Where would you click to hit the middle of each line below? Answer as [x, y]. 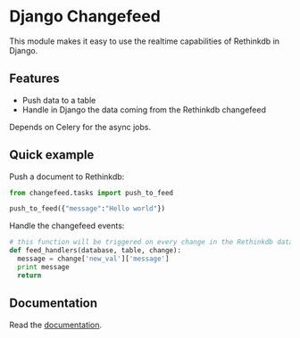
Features [34, 79]
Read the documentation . [56, 325]
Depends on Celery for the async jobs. [80, 127]
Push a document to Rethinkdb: [67, 177]
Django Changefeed [85, 16]
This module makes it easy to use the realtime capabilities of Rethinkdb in [144, 41]
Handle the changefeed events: [67, 226]
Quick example [52, 155]
